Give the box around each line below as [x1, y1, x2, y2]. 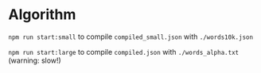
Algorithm [8, 6, 76, 24]
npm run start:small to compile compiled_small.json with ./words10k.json [8, 32, 253, 41]
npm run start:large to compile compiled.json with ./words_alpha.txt [8, 47, 240, 56]
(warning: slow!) [8, 56, 61, 65]
